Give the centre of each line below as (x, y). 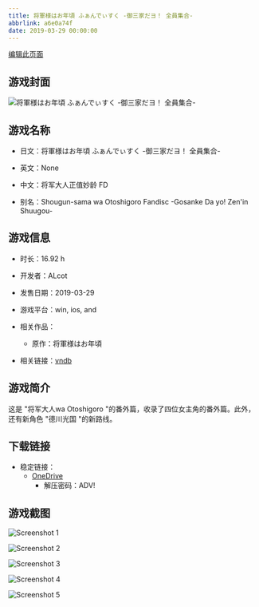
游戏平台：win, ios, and (58, 309)
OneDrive (47, 476)
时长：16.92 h (42, 258)
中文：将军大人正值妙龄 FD (64, 185)
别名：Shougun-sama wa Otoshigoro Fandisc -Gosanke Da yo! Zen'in (134, 202)
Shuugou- (36, 211)
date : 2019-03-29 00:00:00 (53, 30)
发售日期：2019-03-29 (57, 292)
